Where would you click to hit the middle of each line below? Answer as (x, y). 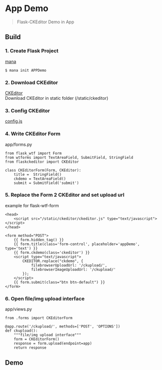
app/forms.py (19, 144)
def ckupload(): (21, 331)
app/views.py (19, 309)
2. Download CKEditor (32, 82)
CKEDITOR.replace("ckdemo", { (53, 261)
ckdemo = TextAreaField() (40, 179)
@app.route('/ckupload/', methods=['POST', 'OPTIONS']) (63, 327)
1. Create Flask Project (32, 51)
